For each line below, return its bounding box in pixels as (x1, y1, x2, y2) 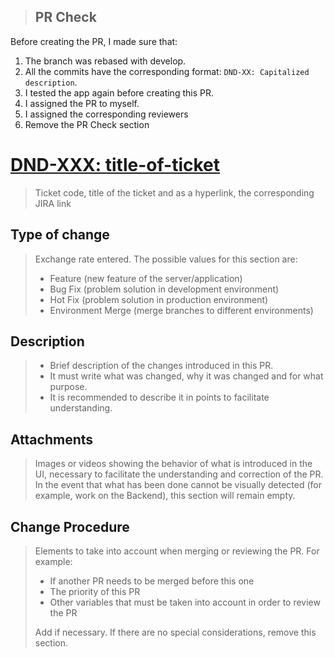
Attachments (10, 431, 94, 448)
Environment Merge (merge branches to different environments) (49, 304, 314, 316)
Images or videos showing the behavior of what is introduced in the (34, 458, 313, 470)
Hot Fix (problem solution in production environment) (49, 293, 269, 305)
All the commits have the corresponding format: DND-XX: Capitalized (24, 65, 310, 77)
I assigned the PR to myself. (24, 97, 140, 109)
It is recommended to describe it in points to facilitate (49, 391, 270, 404)
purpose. (49, 381, 88, 393)
